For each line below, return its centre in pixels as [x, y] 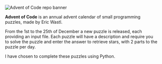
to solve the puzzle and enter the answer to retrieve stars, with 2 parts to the [81, 42]
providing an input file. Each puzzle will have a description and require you [79, 37]
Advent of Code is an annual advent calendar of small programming [73, 17]
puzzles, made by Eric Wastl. [34, 22]
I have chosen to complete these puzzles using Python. [60, 56]
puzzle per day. [21, 47]
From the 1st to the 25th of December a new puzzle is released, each [74, 31]
